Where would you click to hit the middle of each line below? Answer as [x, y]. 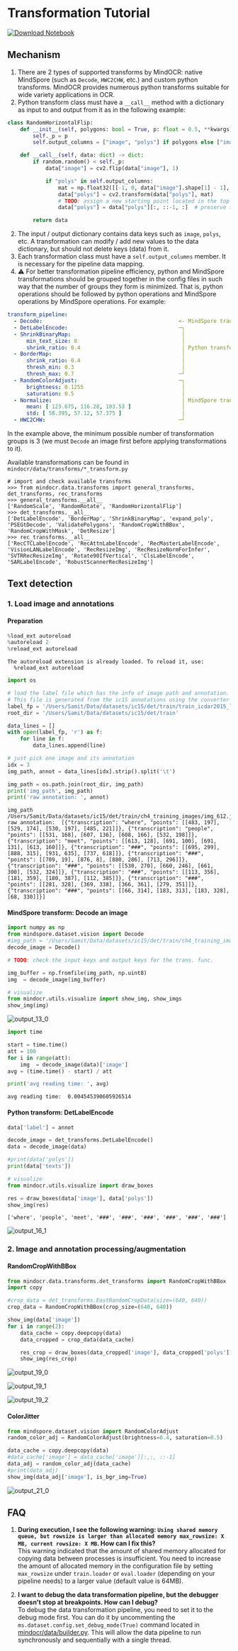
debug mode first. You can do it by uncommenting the [96, 1618]
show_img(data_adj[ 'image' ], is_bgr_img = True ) [77, 1477]
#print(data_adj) [33, 1470]
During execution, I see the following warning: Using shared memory [118, 1530]
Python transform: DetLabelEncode [61, 1112]
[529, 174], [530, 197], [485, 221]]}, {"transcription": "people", [110, 829]
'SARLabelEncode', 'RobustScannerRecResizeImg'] [80, 562]
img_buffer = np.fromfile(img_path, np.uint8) [77, 973]
